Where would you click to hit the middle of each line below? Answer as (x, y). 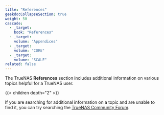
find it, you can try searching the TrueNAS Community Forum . (67, 108)
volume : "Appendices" (36, 42)
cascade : (14, 23)
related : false (21, 64)
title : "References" (26, 10)
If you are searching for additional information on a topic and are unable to (80, 102)
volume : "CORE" (29, 50)
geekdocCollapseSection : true (36, 14)
